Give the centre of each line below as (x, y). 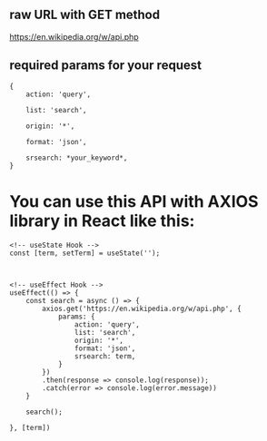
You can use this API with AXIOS (134, 201)
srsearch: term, (105, 356)
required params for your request (106, 66)
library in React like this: (102, 220)
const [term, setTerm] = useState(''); (85, 253)
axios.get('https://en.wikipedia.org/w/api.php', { (142, 309)
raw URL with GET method (85, 15)
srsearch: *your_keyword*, (77, 158)
